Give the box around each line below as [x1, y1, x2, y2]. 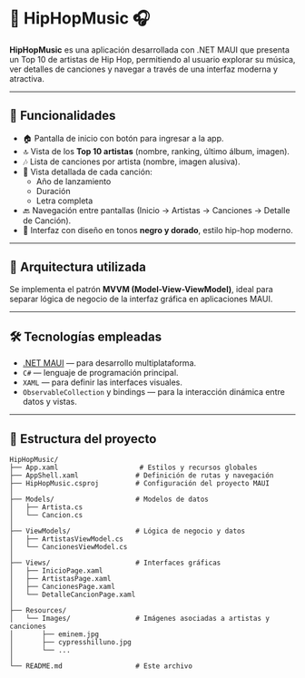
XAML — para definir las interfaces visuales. [22, 377, 183, 388]
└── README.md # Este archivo [9, 662, 193, 671]
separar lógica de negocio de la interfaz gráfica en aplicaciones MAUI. [9, 293, 273, 304]
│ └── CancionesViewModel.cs [9, 543, 128, 552]
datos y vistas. [22, 397, 77, 408]
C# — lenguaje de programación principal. [22, 368, 179, 378]
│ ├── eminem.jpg [9, 630, 100, 639]
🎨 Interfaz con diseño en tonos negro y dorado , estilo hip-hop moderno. [22, 224, 293, 235]
